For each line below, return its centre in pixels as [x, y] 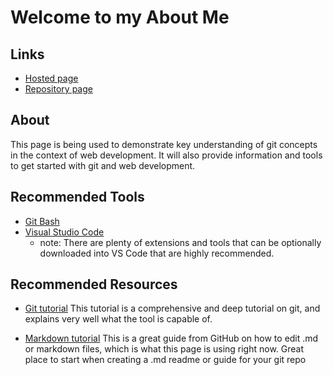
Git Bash [42, 221]
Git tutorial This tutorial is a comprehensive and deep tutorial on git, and [172, 308]
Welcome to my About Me [120, 17]
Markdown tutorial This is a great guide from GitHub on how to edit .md [171, 338]
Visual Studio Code [64, 232]
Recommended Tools [77, 197]
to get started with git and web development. [103, 165]
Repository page [58, 89]
